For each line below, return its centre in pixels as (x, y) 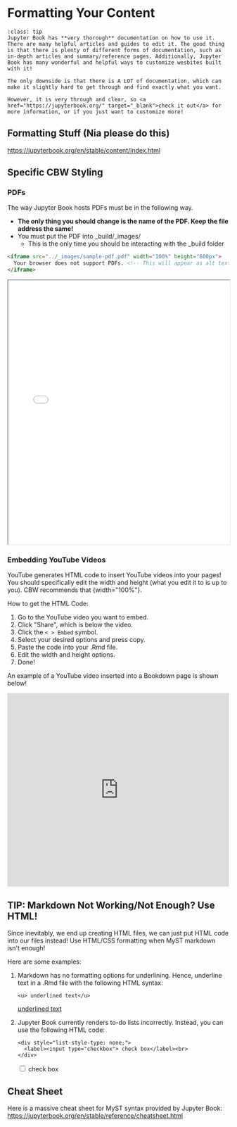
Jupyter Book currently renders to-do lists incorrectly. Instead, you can (120, 1023)
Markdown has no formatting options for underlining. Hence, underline (120, 976)
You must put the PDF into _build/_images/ (79, 237)
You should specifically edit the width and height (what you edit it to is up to (117, 583)
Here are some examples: (45, 962)
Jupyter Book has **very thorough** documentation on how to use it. (111, 38)
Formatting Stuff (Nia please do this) (89, 133)
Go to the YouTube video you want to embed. (83, 617)
